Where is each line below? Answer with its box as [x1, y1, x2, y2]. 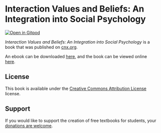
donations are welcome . [5, 122, 53, 129]
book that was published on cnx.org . [5, 44, 78, 50]
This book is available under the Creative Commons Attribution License [5, 86, 146, 91]
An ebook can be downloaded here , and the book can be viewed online [5, 53, 147, 59]
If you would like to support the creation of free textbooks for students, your [5, 118, 156, 123]
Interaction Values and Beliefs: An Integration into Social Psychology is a [5, 39, 150, 44]
